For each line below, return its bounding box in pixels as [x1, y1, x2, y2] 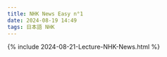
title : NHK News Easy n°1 [7, 10, 83, 18]
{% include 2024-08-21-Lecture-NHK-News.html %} [7, 43, 161, 51]
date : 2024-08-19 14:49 [7, 17, 78, 24]
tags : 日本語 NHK [7, 23, 55, 30]
